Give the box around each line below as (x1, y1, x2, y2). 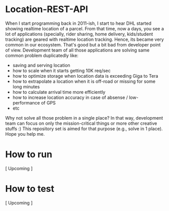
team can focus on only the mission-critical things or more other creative (5, 120, 157, 126)
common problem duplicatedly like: (5, 52, 78, 59)
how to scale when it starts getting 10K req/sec (12, 67, 111, 74)
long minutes (12, 83, 40, 89)
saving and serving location (12, 62, 71, 68)
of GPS (41, 99, 56, 105)
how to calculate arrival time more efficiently (12, 89, 106, 95)
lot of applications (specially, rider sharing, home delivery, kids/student (5, 31, 153, 37)
